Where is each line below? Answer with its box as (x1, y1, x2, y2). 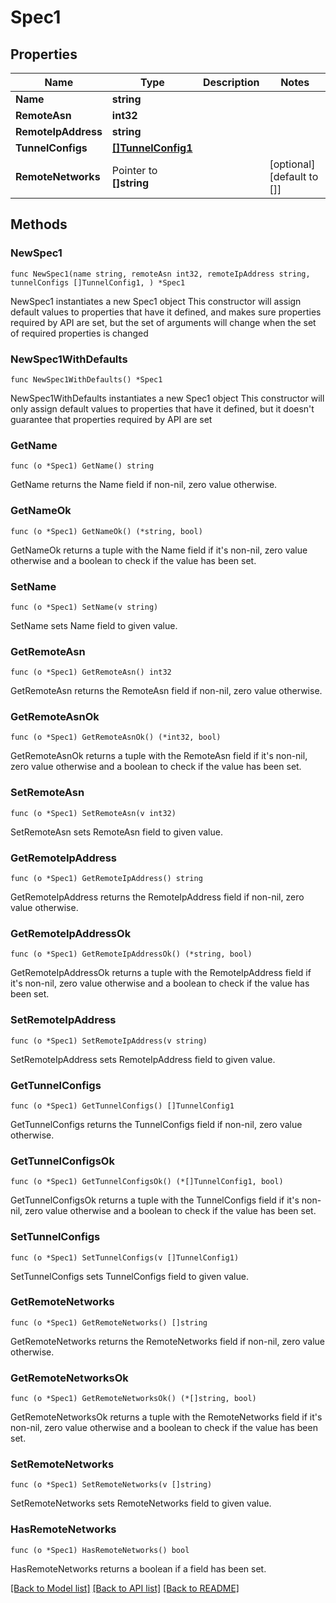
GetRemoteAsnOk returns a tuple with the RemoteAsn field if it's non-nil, (10, 750, 308, 762)
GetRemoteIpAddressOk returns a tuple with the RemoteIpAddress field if (10, 967, 312, 979)
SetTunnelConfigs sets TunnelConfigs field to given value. (10, 1270, 249, 1282)
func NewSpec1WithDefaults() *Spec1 (10, 374, 163, 385)
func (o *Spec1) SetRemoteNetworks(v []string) (10, 1480, 213, 1490)
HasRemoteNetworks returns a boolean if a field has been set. (10, 1562, 267, 1575)
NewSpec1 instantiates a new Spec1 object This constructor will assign (10, 295, 302, 307)
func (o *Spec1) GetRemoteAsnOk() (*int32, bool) (10, 732, 222, 743)
